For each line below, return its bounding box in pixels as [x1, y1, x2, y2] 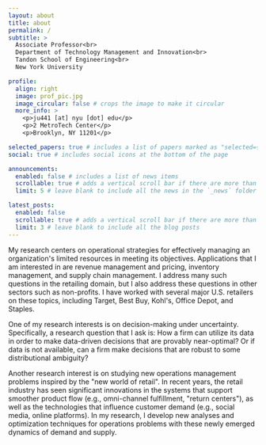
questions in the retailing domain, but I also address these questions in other [8, 279, 257, 288]
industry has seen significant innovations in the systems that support [8, 385, 234, 394]
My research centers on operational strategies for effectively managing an [8, 245, 251, 254]
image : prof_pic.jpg [15, 92, 83, 100]
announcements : [8, 165, 59, 173]
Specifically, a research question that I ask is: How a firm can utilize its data [8, 328, 255, 337]
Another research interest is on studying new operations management [8, 368, 237, 378]
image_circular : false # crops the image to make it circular [15, 100, 225, 108]
